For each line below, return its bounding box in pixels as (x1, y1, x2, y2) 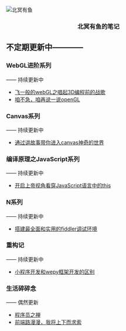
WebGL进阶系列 (6, 62, 52, 70)
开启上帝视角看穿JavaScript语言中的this (14, 182, 111, 189)
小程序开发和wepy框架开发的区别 (14, 268, 95, 275)
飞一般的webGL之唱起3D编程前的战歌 (14, 88, 105, 95)
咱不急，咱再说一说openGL (14, 96, 80, 103)
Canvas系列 (6, 112, 40, 120)
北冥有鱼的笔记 (77, 22, 120, 31)
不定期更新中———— (6, 42, 83, 52)
